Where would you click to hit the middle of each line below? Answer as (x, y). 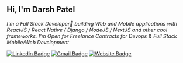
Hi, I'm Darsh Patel (41, 10)
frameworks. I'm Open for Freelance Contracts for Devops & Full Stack (92, 36)
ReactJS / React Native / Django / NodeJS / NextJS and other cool (87, 30)
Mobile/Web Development (38, 42)
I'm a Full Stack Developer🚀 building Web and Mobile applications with (92, 23)
